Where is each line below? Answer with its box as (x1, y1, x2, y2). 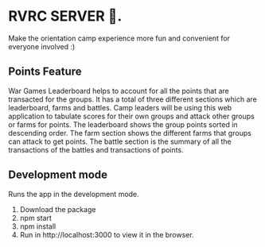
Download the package (19, 204, 96, 214)
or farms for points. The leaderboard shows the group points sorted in (8, 119, 238, 129)
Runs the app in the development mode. (8, 189, 139, 199)
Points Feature (8, 65, 82, 79)
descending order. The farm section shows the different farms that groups (8, 128, 252, 137)
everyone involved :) (8, 41, 76, 51)
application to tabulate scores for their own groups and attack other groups (8, 111, 255, 121)
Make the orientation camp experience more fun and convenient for (8, 33, 231, 43)
